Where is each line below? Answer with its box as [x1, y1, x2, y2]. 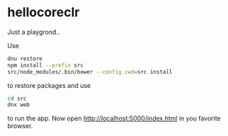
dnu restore [7, 55, 42, 62]
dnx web [7, 101, 30, 108]
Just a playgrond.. [7, 28, 60, 36]
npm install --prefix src [7, 62, 84, 69]
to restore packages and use [7, 81, 91, 89]
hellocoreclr [7, 4, 80, 21]
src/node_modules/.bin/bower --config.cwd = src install [7, 68, 173, 75]
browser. [7, 122, 33, 130]
